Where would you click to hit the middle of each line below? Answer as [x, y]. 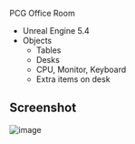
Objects [37, 41]
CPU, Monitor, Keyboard [81, 69]
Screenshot [43, 108]
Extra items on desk [73, 79]
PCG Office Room [42, 13]
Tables [48, 50]
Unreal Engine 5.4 [56, 31]
